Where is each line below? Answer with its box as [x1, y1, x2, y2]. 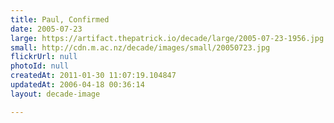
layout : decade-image [10, 89, 101, 99]
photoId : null [10, 61, 70, 71]
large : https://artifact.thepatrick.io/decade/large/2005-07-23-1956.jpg [10, 33, 325, 43]
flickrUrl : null [10, 52, 78, 62]
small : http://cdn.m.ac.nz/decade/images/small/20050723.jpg [10, 42, 271, 53]
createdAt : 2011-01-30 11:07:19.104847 [10, 71, 177, 81]
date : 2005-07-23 [10, 24, 83, 34]
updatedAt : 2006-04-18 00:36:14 [10, 80, 145, 90]
